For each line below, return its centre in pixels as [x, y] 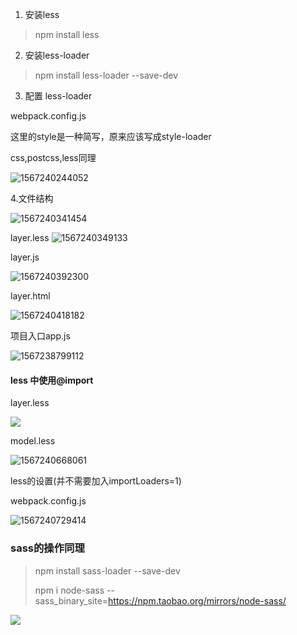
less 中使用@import [52, 380]
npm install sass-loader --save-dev [107, 570]
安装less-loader [57, 55]
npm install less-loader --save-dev [106, 75]
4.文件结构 [32, 198]
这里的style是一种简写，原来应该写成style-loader [111, 136]
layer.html [30, 296]
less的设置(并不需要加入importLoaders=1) [96, 481]
